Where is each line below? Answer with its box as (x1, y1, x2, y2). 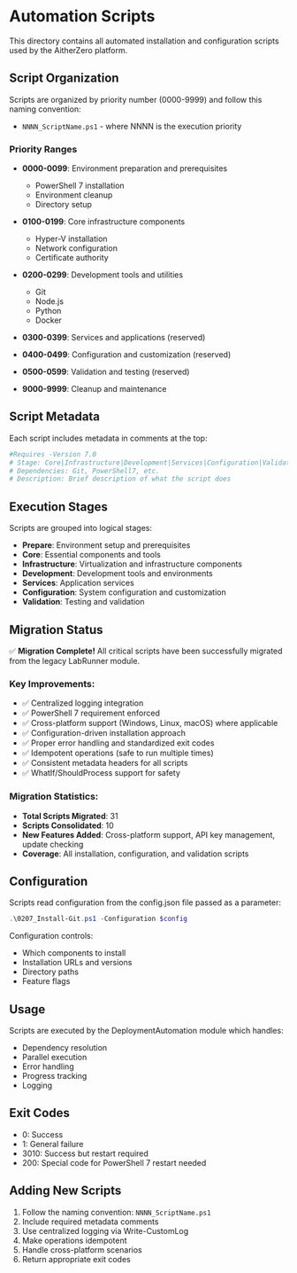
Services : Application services (21, 578, 134, 589)
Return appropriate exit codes (21, 1253, 131, 1264)
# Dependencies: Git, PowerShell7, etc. (9, 466, 161, 475)
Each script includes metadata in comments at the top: (9, 433, 208, 443)
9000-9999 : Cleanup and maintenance (21, 384, 167, 394)
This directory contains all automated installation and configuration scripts (9, 35, 280, 46)
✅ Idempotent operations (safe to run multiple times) (21, 747, 214, 759)
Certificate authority (34, 253, 109, 263)
